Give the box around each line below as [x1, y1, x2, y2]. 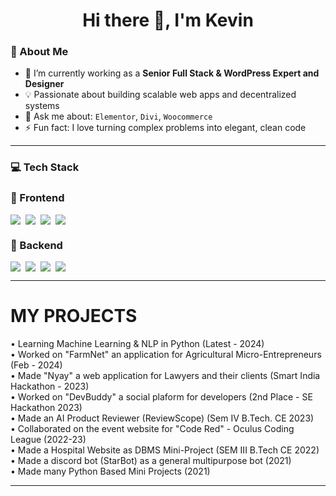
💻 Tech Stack [10, 160, 80, 174]
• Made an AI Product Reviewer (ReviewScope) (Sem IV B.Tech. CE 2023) [10, 412, 315, 424]
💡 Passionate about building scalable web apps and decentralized [24, 89, 297, 101]
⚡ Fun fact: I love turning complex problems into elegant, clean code [24, 122, 307, 134]
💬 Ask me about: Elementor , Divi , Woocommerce [24, 110, 213, 123]
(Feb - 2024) [10, 359, 63, 371]
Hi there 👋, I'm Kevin [82, 9, 254, 32]
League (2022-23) [10, 433, 87, 445]
